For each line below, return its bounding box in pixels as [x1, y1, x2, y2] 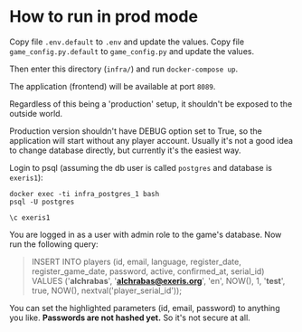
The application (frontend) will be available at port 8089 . [9, 81, 216, 91]
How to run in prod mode [9, 6, 199, 27]
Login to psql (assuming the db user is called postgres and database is [9, 162, 273, 173]
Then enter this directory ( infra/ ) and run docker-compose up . [9, 63, 239, 74]
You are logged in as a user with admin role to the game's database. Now [9, 229, 282, 240]
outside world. [9, 108, 63, 119]
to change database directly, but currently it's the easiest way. [9, 145, 241, 156]
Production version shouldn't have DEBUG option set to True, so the [9, 125, 262, 137]
